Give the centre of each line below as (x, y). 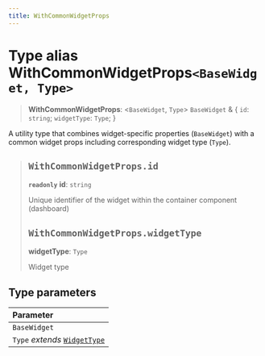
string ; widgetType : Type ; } (72, 118)
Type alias (43, 55)
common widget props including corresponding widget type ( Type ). (120, 142)
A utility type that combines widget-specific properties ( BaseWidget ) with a (132, 133)
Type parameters (52, 292)
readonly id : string (60, 184)
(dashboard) (49, 209)
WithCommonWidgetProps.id (93, 166)
